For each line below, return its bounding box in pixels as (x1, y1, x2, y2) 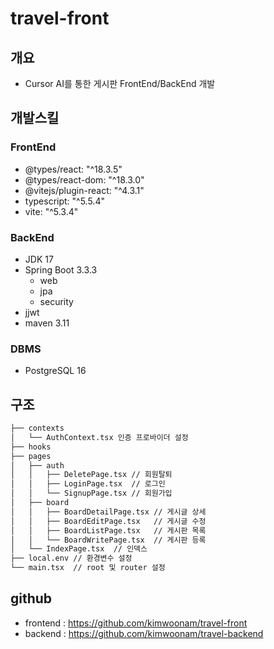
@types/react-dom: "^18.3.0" (24, 173, 145, 186)
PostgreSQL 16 (24, 365, 87, 377)
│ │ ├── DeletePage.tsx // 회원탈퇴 (10, 470, 173, 480)
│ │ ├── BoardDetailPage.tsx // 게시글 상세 (10, 507, 207, 517)
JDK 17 (24, 253, 54, 265)
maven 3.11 (24, 317, 70, 329)
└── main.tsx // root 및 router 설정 (10, 563, 166, 573)
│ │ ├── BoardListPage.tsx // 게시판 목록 (10, 525, 207, 536)
